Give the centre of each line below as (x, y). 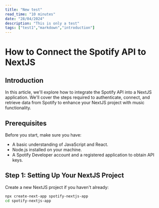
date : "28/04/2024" (25, 19)
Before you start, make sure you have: (43, 135)
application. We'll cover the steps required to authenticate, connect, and (78, 97)
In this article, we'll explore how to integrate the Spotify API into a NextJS (79, 92)
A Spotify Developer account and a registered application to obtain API (83, 155)
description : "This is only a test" (42, 23)
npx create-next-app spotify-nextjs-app (47, 196)
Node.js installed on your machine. (47, 149)
